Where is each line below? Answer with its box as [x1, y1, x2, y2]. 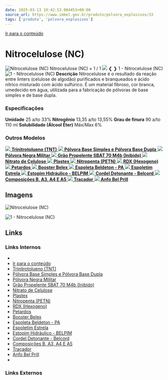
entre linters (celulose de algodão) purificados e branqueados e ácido [5, 76, 149, 82]
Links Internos [5, 244, 41, 251]
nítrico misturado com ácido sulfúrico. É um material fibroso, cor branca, [5, 82, 155, 88]
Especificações [5, 105, 44, 112]
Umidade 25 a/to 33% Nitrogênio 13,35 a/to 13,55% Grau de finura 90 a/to [5, 116, 160, 122]
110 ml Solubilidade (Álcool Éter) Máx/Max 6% [5, 121, 102, 128]
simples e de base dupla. [5, 92, 57, 98]
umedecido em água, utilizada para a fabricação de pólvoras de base [5, 87, 148, 93]
